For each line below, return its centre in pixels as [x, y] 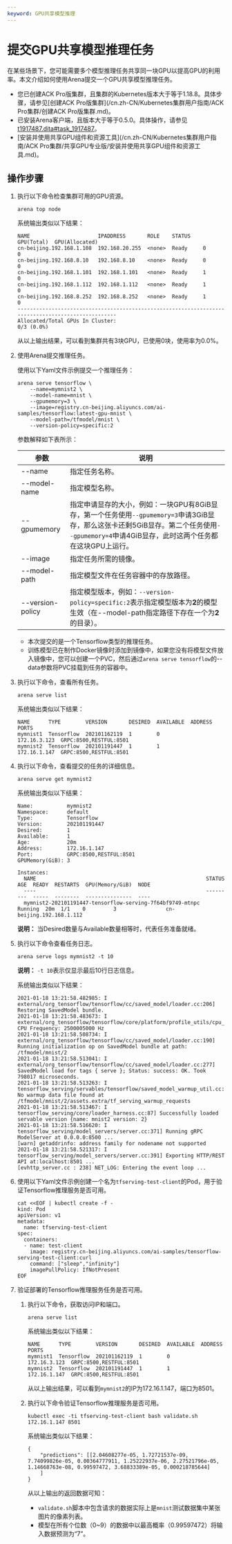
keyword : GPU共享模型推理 [41, 14]
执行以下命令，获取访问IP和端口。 [76, 1304]
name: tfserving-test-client [66, 1228]
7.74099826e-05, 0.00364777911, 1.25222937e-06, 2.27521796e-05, [123, 1462]
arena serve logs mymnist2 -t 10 [65, 957]
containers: [41, 1240]
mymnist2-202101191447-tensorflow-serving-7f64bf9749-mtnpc [112, 903]
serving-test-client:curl [54, 1258]
